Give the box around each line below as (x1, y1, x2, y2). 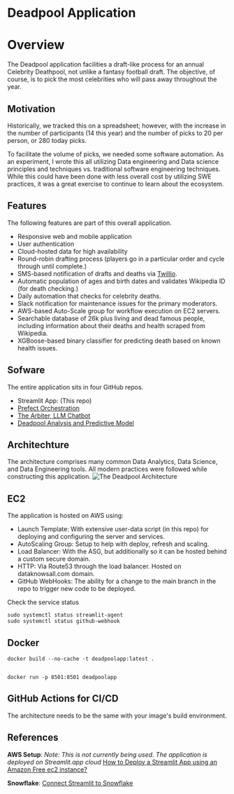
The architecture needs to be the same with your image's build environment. (7, 711, 227, 720)
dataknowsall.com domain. (17, 570, 95, 578)
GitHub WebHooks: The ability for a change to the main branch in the (17, 577, 217, 586)
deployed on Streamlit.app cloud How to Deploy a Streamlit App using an (7, 758, 218, 766)
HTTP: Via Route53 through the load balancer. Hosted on (17, 562, 182, 570)
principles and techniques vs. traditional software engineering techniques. (7, 165, 221, 173)
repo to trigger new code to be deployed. (17, 584, 136, 593)
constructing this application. (7, 472, 91, 481)
